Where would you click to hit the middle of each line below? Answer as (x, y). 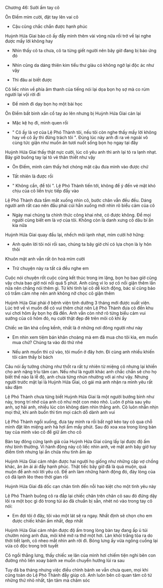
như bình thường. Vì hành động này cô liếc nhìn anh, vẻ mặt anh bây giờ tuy (81, 447)
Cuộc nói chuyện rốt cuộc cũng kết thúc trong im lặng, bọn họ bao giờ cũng (81, 278)
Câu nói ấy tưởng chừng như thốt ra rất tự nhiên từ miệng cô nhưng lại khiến (81, 366)
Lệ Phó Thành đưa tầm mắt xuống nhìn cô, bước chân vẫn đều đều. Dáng (78, 200)
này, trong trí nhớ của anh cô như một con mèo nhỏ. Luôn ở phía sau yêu (78, 402)
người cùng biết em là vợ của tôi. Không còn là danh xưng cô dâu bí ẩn (83, 220)
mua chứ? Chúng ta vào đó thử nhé (47, 342)
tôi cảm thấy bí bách (33, 357)
